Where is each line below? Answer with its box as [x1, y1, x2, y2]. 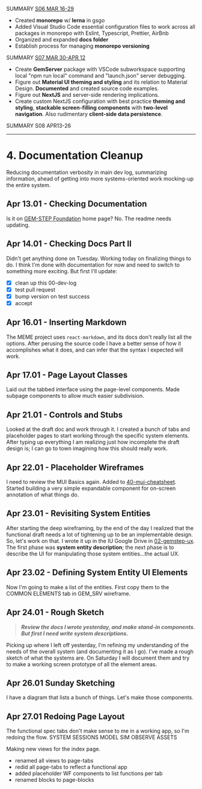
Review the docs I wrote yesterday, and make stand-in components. [20, 623, 195, 631]
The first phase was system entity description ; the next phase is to [6, 543, 174, 551]
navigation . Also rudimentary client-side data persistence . [14, 111, 163, 117]
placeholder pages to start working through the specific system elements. [6, 432, 189, 439]
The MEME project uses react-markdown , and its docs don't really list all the [6, 333, 192, 341]
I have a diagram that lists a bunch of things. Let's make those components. [6, 694, 194, 701]
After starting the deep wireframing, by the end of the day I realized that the [6, 524, 194, 531]
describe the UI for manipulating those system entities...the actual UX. [6, 550, 180, 557]
